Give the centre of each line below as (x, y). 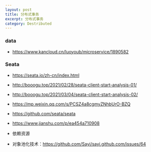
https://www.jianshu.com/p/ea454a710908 (56, 123)
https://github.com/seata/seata (44, 113)
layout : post (19, 10)
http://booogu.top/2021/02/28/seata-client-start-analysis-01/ (75, 85)
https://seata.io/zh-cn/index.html (46, 75)
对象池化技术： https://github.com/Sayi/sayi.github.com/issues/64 (79, 144)
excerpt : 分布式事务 (24, 19)
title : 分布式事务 (22, 14)
